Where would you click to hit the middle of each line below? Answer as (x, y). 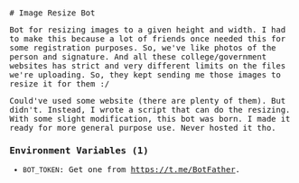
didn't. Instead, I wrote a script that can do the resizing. (150, 110)
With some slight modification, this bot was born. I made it (150, 119)
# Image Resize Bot (52, 13)
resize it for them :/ (60, 84)
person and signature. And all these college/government (138, 57)
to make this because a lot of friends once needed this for (148, 39)
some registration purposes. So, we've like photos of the (143, 48)
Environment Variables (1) (79, 150)
